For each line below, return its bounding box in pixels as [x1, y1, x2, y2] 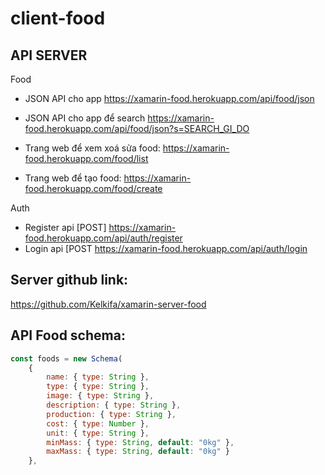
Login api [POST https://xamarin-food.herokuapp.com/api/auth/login [24, 243, 308, 254]
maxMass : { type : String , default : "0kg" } [46, 447, 230, 457]
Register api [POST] [24, 222, 107, 233]
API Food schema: [10, 327, 126, 344]
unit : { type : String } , [46, 428, 150, 438]
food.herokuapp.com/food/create [24, 183, 163, 194]
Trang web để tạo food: [24, 172, 122, 184]
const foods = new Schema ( [10, 353, 123, 364]
